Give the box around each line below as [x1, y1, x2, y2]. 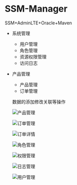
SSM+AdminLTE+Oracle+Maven [5, 20, 72, 26]
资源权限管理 [19, 54, 47, 60]
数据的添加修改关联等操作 [12, 98, 66, 104]
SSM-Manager [5, 3, 68, 15]
